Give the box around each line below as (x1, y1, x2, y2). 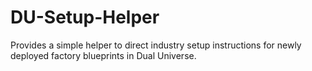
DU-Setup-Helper (10, 6, 160, 29)
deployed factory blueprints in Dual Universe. (10, 49, 197, 61)
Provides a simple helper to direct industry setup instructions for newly (10, 39, 302, 51)
